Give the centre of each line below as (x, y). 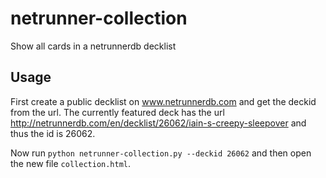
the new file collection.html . (71, 163)
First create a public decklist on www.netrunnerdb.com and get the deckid (163, 101)
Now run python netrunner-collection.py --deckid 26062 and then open (161, 153)
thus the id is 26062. (53, 133)
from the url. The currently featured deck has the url (117, 112)
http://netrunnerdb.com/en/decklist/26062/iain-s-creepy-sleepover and (158, 123)
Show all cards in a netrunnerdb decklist (93, 46)
